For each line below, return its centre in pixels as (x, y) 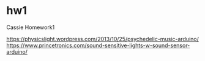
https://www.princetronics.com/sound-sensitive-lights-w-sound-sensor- (98, 45)
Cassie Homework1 (31, 27)
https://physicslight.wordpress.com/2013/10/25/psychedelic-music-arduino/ (102, 39)
